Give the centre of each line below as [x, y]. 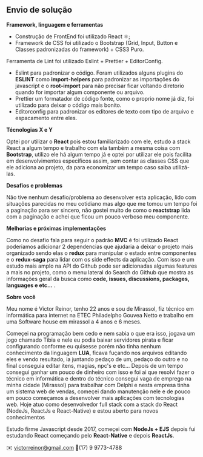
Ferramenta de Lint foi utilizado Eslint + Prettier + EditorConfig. [85, 61]
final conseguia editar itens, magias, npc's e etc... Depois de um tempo [95, 365]
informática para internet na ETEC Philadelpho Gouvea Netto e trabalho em [100, 315]
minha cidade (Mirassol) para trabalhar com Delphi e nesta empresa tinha [98, 385]
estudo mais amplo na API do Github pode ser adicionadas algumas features [102, 266]
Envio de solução [39, 10]
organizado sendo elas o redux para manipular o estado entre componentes [101, 253]
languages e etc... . [31, 285]
